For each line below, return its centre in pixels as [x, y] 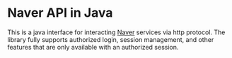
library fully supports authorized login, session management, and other [111, 39]
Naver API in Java [60, 13]
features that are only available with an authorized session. [93, 47]
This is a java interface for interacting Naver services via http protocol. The [116, 32]
